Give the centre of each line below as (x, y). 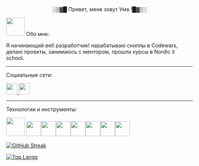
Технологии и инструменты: (42, 109)
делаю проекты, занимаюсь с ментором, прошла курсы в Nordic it (91, 52)
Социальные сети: (29, 75)
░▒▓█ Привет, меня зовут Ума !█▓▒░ (99, 9)
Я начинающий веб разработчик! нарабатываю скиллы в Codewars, (92, 45)
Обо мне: (38, 34)
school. (15, 58)
